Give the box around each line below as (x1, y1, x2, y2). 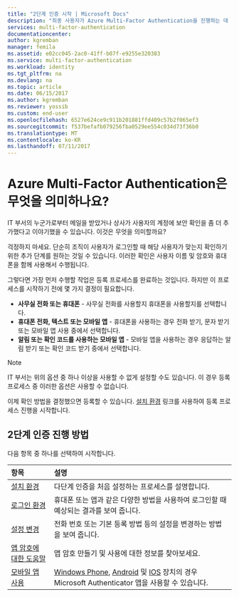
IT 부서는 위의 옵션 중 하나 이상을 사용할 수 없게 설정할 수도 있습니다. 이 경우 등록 (7, 373, 230, 382)
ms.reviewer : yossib (7, 103, 69, 110)
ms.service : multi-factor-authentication (7, 57, 132, 64)
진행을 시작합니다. (20, 406, 70, 415)
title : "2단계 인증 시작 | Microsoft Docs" (7, 10, 129, 18)
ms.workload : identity (7, 63, 75, 71)
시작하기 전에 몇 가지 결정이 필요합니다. (26, 284, 135, 293)
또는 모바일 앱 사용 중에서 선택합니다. (17, 326, 121, 335)
